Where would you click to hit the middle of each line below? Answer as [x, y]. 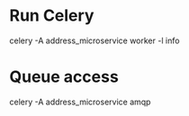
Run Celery [52, 16]
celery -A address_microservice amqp [80, 102]
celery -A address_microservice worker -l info [94, 40]
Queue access [64, 77]
